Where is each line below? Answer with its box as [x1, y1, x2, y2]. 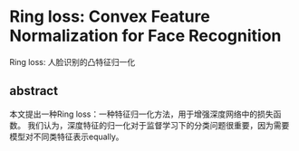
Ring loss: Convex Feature [9, 6, 210, 27]
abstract [9, 83, 59, 99]
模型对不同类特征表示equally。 [9, 131, 124, 142]
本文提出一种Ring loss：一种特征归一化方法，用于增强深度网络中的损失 [9, 109, 274, 119]
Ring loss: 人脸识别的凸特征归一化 [9, 56, 136, 67]
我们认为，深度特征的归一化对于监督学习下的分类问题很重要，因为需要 [26, 119, 290, 130]
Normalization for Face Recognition [9, 25, 282, 46]
